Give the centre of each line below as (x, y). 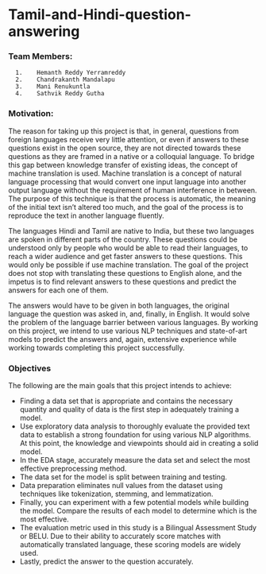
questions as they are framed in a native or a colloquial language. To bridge (131, 156)
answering (44, 31)
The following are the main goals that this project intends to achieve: (120, 386)
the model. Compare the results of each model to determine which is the (138, 511)
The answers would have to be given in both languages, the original (119, 305)
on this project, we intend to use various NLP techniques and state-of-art (128, 331)
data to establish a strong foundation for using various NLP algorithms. (135, 435)
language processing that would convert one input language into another (127, 181)
